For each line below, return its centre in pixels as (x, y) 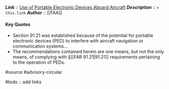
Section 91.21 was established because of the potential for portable (83, 35)
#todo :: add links (23, 82)
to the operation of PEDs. (39, 62)
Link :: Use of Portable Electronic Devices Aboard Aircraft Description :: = (82, 7)
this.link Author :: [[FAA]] (34, 13)
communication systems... (40, 46)
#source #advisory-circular (34, 72)
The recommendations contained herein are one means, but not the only (88, 52)
